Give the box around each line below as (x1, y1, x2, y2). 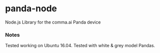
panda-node (5, 3, 57, 14)
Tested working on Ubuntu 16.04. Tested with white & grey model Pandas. (5, 43, 156, 49)
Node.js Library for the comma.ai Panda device (5, 19, 101, 25)
